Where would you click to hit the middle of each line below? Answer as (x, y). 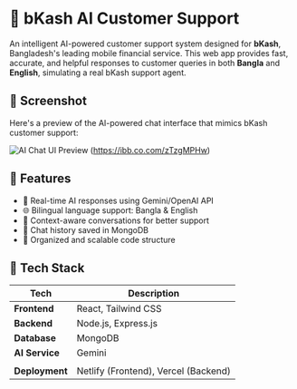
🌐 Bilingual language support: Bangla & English (110, 210)
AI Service (37, 353)
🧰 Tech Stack (47, 268)
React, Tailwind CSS (119, 309)
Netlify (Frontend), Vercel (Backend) (153, 371)
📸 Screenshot (48, 101)
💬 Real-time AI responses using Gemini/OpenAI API (118, 200)
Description (153, 294)
